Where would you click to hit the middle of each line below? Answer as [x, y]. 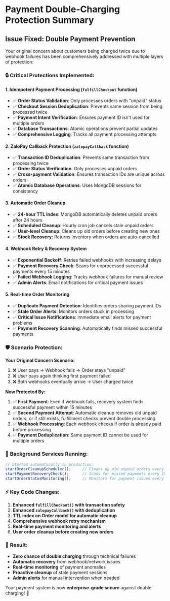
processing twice [31, 163]
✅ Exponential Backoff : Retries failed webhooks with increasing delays [87, 260]
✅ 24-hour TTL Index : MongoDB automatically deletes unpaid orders [85, 214]
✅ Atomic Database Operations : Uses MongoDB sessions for [77, 185]
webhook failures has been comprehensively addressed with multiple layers [84, 56]
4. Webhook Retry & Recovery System [46, 249]
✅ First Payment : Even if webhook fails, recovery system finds [78, 402]
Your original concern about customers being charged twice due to [75, 51]
